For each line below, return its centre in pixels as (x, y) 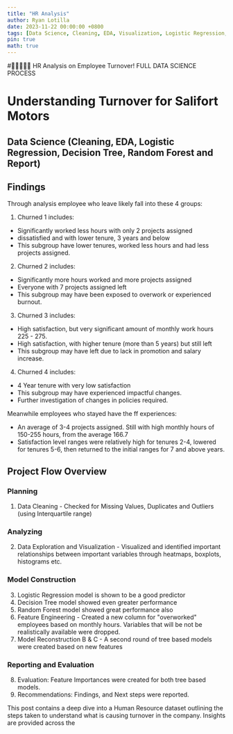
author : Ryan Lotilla (38, 20)
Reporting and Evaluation (51, 664)
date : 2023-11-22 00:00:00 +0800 (55, 26)
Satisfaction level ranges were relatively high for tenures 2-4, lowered (116, 442)
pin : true (21, 40)
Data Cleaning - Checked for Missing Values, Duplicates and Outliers (115, 506)
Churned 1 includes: (46, 217)
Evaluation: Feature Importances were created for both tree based (112, 680)
